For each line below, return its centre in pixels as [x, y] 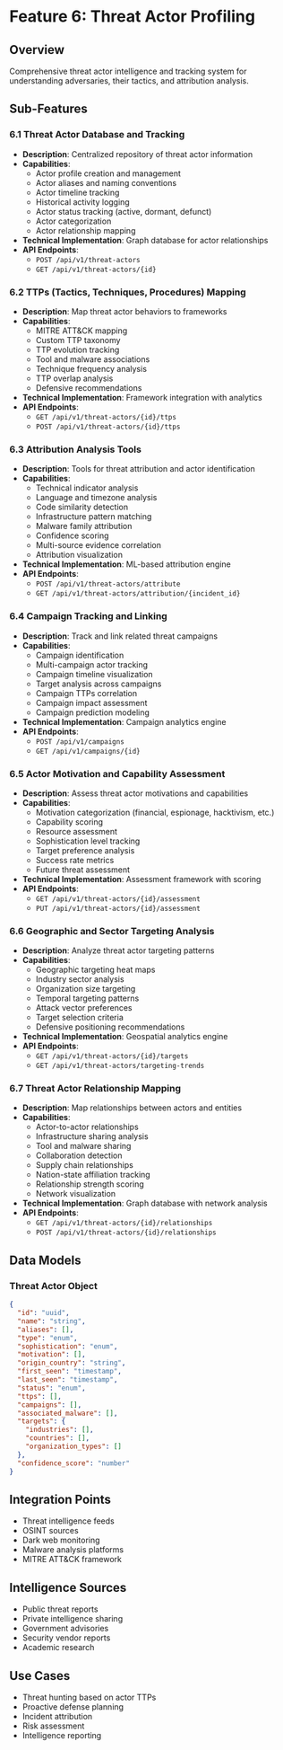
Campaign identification [80, 655]
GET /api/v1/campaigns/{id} [88, 751]
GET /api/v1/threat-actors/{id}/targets [112, 1056]
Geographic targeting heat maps [95, 970]
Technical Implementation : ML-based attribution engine [126, 564]
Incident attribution [57, 1716]
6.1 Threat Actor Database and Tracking [97, 135]
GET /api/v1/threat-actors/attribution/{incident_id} [138, 594]
